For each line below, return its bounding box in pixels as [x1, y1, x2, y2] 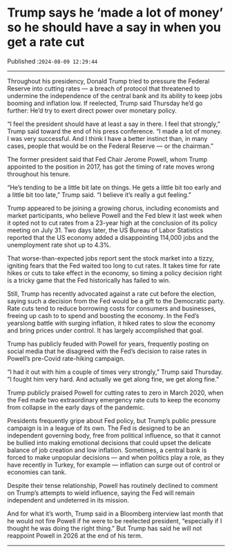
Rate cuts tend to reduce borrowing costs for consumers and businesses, [7, 304, 216, 312]
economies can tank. [7, 468, 67, 476]
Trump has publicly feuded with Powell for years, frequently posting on [7, 339, 209, 348]
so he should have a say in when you [7, 19, 222, 35]
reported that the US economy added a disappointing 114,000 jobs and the [7, 233, 219, 241]
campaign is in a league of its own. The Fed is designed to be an [7, 424, 191, 432]
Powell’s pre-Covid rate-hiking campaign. [7, 354, 126, 362]
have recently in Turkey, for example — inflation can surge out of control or [7, 460, 221, 469]
